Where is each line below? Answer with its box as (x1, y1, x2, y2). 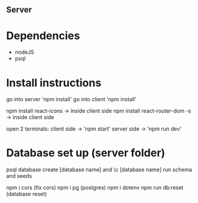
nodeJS (14, 49, 35, 56)
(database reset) (6, 190, 47, 198)
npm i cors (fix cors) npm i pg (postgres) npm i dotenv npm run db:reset (6, 184, 184, 191)
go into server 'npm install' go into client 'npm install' (6, 96, 136, 103)
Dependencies (6, 29, 80, 43)
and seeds (6, 172, 32, 180)
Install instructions (6, 76, 102, 89)
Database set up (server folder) (6, 146, 166, 160)
